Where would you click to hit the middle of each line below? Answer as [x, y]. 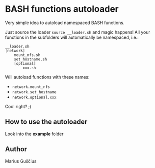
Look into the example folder [34, 134]
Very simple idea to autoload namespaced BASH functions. [65, 23]
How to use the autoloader [46, 122]
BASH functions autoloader [62, 9]
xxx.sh [29, 68]
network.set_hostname [34, 92]
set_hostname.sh [31, 59]
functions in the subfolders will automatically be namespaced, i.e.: [72, 37]
